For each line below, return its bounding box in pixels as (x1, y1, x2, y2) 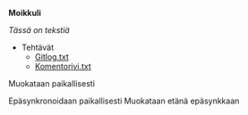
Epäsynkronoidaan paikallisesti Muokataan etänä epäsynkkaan (8, 95, 240, 106)
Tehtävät (21, 42, 55, 53)
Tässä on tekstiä (8, 25, 71, 35)
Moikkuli (8, 8, 41, 18)
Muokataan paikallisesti (8, 78, 96, 88)
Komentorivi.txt (34, 62, 91, 71)
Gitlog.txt (34, 52, 69, 62)
